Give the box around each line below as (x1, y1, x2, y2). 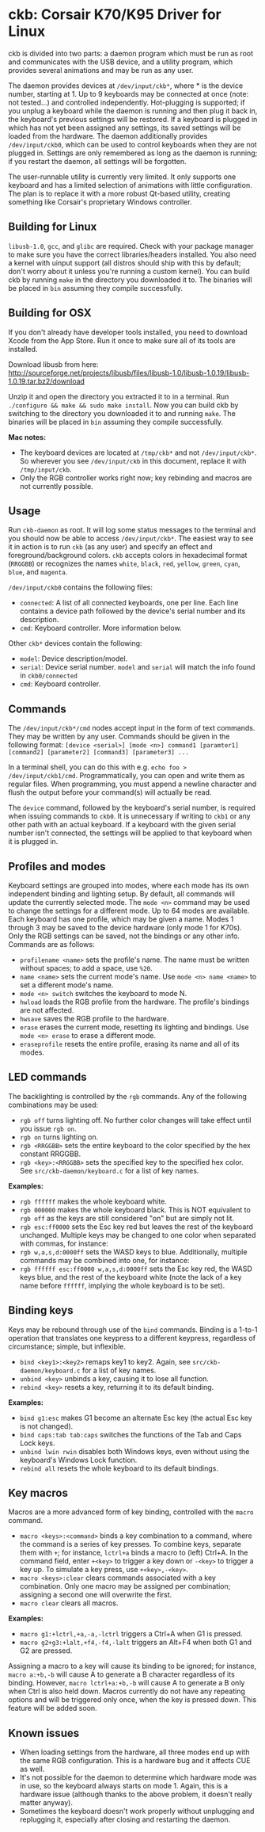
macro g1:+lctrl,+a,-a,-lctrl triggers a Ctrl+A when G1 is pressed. (19, 1629, 243, 1639)
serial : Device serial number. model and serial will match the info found (19, 662, 256, 672)
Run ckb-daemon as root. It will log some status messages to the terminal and (8, 525, 256, 535)
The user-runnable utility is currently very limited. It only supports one (8, 172, 237, 181)
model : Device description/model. (19, 654, 128, 663)
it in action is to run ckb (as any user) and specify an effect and (8, 542, 213, 552)
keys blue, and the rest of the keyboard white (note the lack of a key (19, 1272, 242, 1281)
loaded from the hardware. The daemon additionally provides (8, 131, 208, 140)
